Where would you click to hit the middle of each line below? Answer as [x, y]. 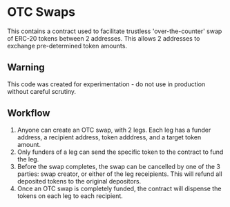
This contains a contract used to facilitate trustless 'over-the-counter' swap [115, 31]
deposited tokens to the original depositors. [79, 181]
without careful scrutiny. [42, 91]
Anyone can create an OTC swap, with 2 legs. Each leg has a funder [114, 130]
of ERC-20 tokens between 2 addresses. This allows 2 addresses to [104, 38]
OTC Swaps [41, 12]
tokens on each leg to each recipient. [70, 196]
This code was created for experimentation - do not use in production [106, 84]
